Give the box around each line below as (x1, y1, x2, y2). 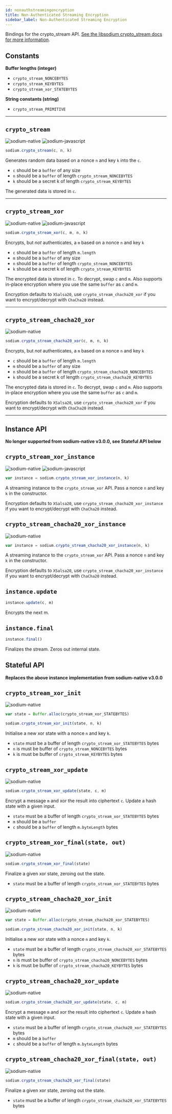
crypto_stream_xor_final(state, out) (5, 839, 126, 846)
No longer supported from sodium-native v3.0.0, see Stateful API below (5, 438, 161, 444)
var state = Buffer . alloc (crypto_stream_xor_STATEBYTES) (5, 712, 130, 717)
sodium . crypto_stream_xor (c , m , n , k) (5, 230, 88, 235)
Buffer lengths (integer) (5, 65, 57, 71)
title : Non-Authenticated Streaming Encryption (5, 12, 109, 17)
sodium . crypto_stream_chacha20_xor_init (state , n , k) (5, 927, 123, 932)
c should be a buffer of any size (12, 167, 81, 173)
